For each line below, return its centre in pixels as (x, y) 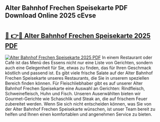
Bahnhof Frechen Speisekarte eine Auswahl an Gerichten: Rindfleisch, (75, 88)
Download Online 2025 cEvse (50, 16)
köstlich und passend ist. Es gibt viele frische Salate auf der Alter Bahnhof (79, 73)
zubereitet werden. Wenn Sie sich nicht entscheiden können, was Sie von (78, 104)
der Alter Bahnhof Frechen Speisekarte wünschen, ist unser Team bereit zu (80, 109)
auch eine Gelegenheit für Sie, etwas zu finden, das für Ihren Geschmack (78, 68)
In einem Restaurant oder (127, 57)
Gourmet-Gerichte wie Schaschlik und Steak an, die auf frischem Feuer (76, 99)
